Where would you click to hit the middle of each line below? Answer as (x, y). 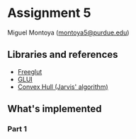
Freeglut (30, 71)
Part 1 (17, 129)
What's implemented (55, 109)
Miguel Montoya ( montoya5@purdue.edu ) (68, 32)
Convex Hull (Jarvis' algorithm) (63, 87)
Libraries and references (63, 55)
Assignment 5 (49, 13)
